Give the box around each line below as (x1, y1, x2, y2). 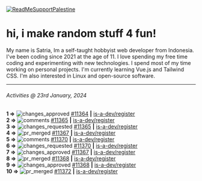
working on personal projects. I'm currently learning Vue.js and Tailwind (6, 66, 185, 73)
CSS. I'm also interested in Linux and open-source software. (6, 72, 155, 79)
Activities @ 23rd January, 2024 (6, 91, 87, 99)
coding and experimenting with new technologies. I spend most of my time (6, 59, 191, 66)
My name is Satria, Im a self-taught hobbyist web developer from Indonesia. (6, 46, 194, 54)
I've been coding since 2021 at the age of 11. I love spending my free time (6, 53, 188, 60)
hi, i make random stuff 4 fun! (6, 27, 156, 40)
